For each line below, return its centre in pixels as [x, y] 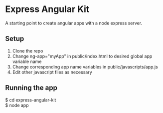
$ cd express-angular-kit [31, 100]
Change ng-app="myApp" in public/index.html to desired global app [82, 56]
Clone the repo [28, 50]
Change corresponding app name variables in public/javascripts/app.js [85, 66]
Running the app [31, 88]
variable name [27, 61]
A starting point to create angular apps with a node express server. [74, 23]
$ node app [17, 105]
